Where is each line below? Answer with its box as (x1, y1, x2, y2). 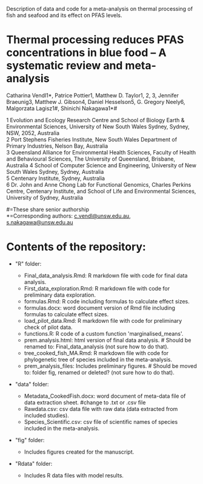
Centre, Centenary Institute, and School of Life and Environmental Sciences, (6, 187, 196, 195)
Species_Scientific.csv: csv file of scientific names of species (24, 418, 178, 425)
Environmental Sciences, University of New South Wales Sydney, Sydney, (6, 123, 190, 130)
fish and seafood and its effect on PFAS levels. (6, 12, 122, 19)
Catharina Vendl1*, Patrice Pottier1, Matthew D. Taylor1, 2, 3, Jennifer (6, 91, 179, 99)
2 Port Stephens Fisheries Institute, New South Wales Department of (6, 136, 178, 143)
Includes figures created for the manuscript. (24, 448, 135, 455)
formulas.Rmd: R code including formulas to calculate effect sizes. (24, 297, 190, 305)
